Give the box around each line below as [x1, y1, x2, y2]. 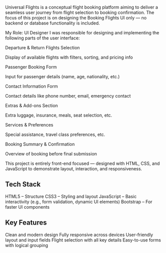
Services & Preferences [5, 122, 54, 127]
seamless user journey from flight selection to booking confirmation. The [5, 9, 155, 15]
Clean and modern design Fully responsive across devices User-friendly [5, 232, 153, 238]
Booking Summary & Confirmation [5, 141, 75, 147]
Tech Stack [5, 180, 41, 189]
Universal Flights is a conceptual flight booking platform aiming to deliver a [5, 4, 158, 10]
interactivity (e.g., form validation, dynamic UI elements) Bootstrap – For [5, 199, 153, 205]
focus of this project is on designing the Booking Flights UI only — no [5, 15, 147, 20]
